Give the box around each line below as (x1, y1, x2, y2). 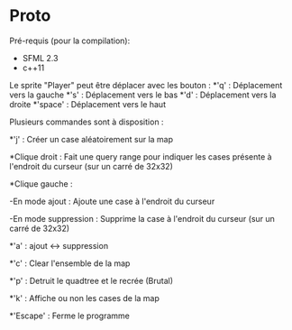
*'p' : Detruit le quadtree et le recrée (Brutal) (9, 275, 174, 286)
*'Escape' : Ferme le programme (9, 310, 131, 321)
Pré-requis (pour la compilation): (9, 35, 131, 46)
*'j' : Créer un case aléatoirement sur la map (9, 133, 174, 144)
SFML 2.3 (22, 52, 59, 63)
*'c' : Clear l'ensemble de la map (9, 258, 131, 269)
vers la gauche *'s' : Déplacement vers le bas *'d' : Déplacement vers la (9, 89, 277, 100)
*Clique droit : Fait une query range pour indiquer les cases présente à (9, 151, 272, 162)
